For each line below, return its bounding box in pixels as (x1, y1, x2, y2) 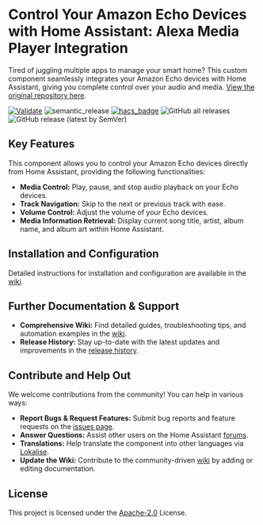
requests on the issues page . (19, 422, 115, 432)
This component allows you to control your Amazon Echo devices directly (8, 158, 249, 168)
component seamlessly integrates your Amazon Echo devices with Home (8, 74, 247, 83)
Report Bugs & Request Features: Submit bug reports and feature (19, 413, 236, 423)
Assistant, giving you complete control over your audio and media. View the (8, 82, 255, 92)
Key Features (8, 137, 75, 151)
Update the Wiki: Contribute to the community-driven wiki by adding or (19, 455, 253, 465)
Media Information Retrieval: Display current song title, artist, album (19, 215, 244, 225)
